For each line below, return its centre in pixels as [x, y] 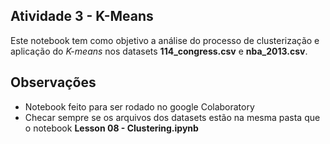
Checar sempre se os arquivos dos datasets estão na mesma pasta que [172, 117]
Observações [53, 82]
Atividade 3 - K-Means [82, 16]
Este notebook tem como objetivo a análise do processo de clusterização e [165, 40]
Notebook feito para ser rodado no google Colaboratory [139, 106]
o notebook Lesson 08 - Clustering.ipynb [111, 128]
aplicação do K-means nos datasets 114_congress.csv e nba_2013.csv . [159, 51]
